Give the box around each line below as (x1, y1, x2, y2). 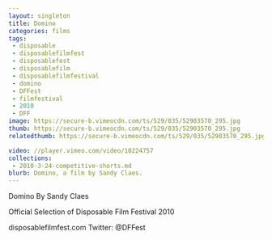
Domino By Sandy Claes (8, 192, 89, 201)
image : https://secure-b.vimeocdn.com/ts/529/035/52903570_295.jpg (8, 117, 241, 125)
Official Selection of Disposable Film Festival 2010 (8, 207, 175, 217)
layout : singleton (8, 11, 70, 20)
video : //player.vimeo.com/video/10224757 (8, 146, 154, 154)
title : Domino (8, 19, 57, 27)
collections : (8, 154, 53, 162)
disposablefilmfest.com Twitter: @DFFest (8, 223, 146, 233)
